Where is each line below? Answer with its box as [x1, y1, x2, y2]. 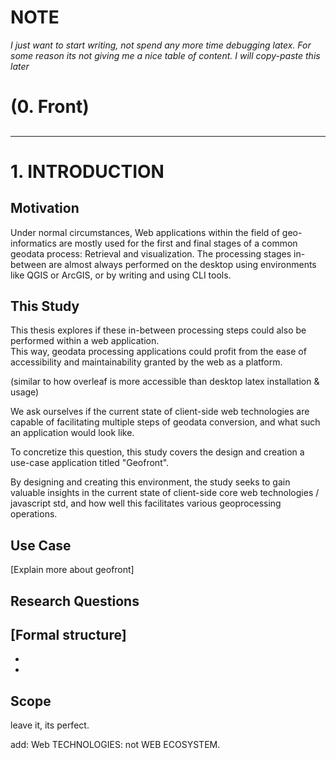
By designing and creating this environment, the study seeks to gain [10, 476, 291, 488]
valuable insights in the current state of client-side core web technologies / [10, 487, 320, 499]
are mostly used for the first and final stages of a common [58, 237, 298, 249]
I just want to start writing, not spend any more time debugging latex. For [10, 39, 312, 51]
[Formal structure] [10, 626, 127, 643]
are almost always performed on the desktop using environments [48, 258, 317, 270]
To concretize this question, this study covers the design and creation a [10, 446, 305, 458]
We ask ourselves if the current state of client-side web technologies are [10, 406, 310, 418]
